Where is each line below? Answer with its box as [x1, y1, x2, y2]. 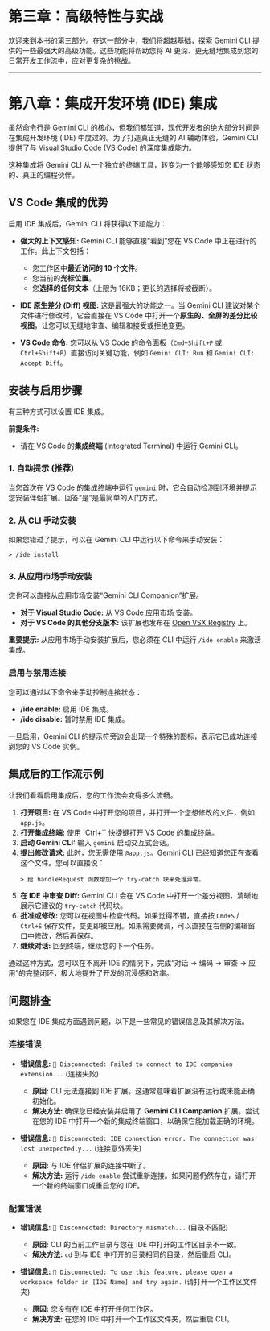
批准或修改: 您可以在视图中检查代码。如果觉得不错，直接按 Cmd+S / [19, 910, 239, 920]
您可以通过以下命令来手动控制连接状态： [8, 686, 142, 697]
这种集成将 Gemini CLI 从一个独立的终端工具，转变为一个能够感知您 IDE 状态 [8, 160, 261, 169]
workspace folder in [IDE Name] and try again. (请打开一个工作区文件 [19, 1276, 257, 1286]
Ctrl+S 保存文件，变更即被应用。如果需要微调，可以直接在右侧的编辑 [19, 920, 248, 931]
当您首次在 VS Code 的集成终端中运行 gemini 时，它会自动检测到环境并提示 [8, 483, 257, 492]
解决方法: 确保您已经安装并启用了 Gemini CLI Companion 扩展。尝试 [31, 1105, 260, 1116]
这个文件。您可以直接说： [19, 857, 105, 867]
